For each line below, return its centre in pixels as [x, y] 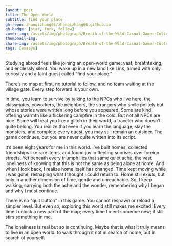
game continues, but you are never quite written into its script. [71, 137]
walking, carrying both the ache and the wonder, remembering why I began [85, 185]
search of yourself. [25, 238]
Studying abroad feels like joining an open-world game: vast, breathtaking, [84, 63]
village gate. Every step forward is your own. [52, 89]
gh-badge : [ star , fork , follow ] [40, 29]
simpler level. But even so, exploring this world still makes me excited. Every [86, 206]
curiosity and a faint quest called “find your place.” [59, 74]
